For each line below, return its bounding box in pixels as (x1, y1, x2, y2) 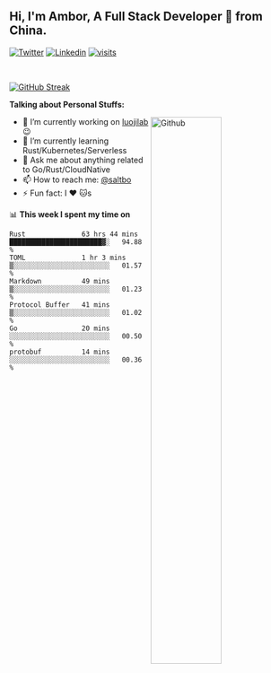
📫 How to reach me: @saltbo (22, 174, 132, 185)
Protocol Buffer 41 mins (9, 300, 110, 310)
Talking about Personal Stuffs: (9, 99, 125, 109)
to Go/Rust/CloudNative (22, 163, 110, 175)
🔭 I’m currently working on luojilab (22, 116, 149, 127)
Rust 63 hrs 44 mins (9, 230, 139, 239)
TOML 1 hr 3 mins (9, 253, 127, 262)
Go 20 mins (9, 324, 110, 333)
